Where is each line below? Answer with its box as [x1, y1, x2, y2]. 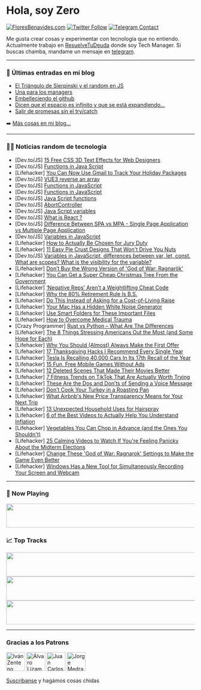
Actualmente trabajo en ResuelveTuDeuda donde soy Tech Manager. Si [6, 41, 181, 49]
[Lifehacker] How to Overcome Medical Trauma [14, 316, 132, 323]
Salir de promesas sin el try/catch [14, 107, 98, 115]
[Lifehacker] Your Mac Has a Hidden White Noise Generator [14, 303, 163, 310]
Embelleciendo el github [14, 95, 75, 102]
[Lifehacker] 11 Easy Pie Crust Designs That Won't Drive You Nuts [14, 246, 176, 253]
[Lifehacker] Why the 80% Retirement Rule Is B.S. [14, 290, 138, 297]
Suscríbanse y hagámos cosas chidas [6, 677, 100, 685]
